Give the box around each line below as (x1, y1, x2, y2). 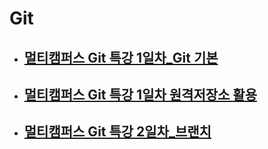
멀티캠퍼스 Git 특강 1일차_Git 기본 (23, 49, 219, 66)
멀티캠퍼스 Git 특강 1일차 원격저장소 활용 (23, 86, 257, 103)
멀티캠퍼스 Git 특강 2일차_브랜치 (23, 123, 212, 141)
